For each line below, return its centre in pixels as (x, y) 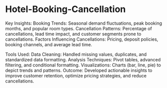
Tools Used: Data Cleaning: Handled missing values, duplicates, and (76, 54)
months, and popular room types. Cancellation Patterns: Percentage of (79, 28)
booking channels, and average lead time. (49, 44)
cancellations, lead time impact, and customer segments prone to (73, 34)
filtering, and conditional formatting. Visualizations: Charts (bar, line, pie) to (83, 65)
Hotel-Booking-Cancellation (66, 9)
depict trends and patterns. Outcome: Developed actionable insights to (79, 70)
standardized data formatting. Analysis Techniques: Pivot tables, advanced (83, 59)
